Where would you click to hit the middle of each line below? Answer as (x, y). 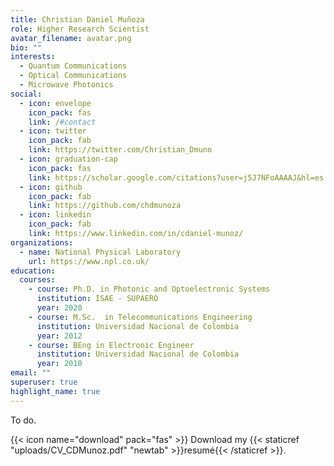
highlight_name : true (55, 391)
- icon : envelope (55, 103)
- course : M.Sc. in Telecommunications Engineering (140, 317)
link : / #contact (62, 122)
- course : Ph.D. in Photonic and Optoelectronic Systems (149, 289)
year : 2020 (59, 308)
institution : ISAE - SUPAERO (97, 299)
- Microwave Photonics (66, 85)
